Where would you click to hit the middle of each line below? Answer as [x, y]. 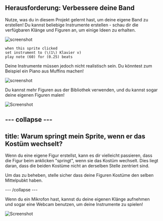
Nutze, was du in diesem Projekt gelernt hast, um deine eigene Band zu [77, 19]
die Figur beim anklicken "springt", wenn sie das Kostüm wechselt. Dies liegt [82, 161]
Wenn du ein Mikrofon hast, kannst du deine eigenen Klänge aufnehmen [77, 199]
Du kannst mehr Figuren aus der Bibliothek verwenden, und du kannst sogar [81, 90]
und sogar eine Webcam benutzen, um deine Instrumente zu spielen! [74, 204]
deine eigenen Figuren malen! [35, 95]
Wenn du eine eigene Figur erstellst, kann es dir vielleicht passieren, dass [79, 155]
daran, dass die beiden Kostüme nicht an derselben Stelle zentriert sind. [77, 166]
